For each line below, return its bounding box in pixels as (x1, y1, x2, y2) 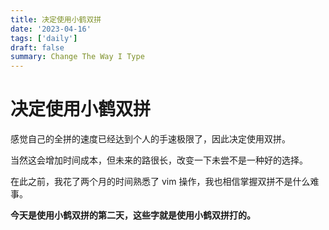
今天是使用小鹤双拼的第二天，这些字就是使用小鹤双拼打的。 (10, 209, 256, 221)
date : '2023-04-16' (10, 24, 92, 34)
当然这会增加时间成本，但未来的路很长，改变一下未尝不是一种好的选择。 (10, 154, 308, 166)
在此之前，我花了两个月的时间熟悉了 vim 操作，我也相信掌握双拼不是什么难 (10, 176, 320, 188)
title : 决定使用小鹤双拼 (10, 14, 102, 25)
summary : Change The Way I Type (10, 52, 145, 62)
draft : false (10, 42, 65, 53)
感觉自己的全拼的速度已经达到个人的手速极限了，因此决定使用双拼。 (10, 133, 291, 145)
